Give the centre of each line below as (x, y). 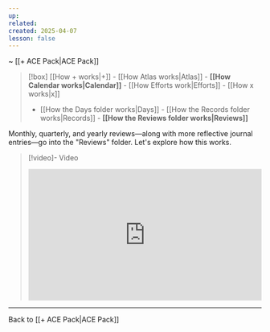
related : (23, 23)
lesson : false (32, 38)
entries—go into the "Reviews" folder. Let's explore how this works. (120, 143)
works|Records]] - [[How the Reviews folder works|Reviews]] (144, 118)
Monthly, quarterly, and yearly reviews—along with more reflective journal (131, 134)
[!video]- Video (53, 158)
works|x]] (44, 94)
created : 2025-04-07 (43, 31)
